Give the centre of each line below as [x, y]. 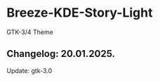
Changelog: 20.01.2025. [61, 54]
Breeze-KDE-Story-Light [80, 13]
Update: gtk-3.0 [29, 70]
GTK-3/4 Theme [30, 32]
